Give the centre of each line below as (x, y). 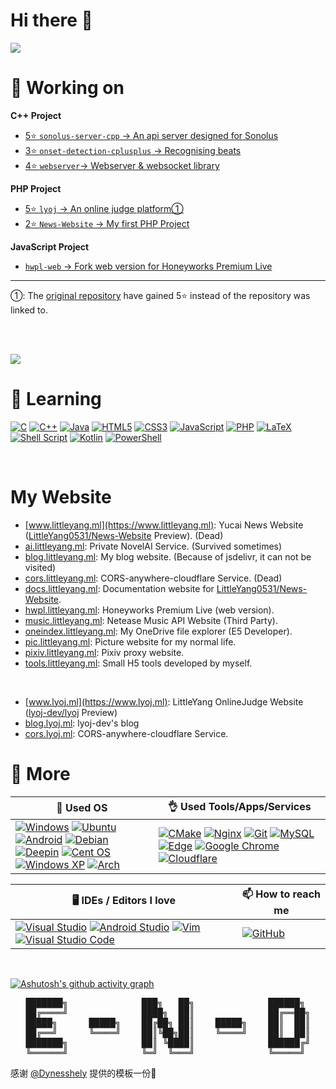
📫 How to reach (281, 894)
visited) (40, 567)
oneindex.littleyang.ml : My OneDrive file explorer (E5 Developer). (158, 631)
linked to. (29, 310)
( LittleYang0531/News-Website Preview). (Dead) (124, 535)
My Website (61, 497)
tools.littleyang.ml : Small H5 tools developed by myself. (138, 663)
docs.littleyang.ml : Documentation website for (119, 588)
